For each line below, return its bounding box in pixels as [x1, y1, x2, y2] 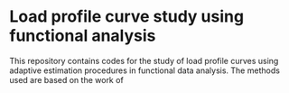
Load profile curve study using [9, 6, 245, 27]
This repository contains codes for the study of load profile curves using [9, 55, 279, 66]
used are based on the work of [9, 74, 124, 85]
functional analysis [9, 25, 156, 46]
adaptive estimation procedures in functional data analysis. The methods [9, 65, 280, 76]
